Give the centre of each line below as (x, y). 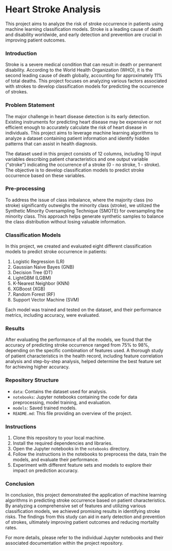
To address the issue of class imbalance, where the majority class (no (79, 200)
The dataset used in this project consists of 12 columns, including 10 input (83, 154)
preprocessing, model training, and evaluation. (62, 402)
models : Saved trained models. (45, 408)
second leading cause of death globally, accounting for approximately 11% (84, 75)
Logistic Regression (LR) (39, 262)
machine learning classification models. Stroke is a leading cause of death (84, 29)
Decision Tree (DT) (33, 273)
